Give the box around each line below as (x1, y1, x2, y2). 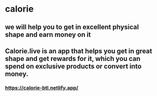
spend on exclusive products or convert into (5, 62, 142, 70)
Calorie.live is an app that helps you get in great (5, 47, 152, 55)
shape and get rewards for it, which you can (5, 55, 140, 63)
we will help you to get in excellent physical (5, 23, 139, 31)
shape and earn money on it (5, 30, 91, 38)
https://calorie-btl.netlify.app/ (5, 84, 79, 91)
